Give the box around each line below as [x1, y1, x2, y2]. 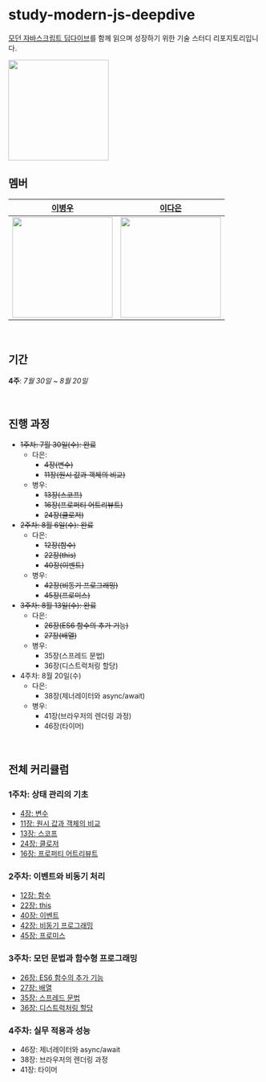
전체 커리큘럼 [8, 762, 70, 777]
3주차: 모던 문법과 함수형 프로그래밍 [8, 953, 138, 964]
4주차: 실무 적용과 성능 [8, 1025, 91, 1036]
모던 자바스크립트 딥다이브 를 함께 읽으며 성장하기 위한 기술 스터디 [8, 33, 212, 43]
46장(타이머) [43, 721, 84, 731]
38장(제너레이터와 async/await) [43, 691, 146, 701]
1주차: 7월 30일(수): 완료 [19, 440, 97, 449]
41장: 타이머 [19, 1064, 58, 1074]
